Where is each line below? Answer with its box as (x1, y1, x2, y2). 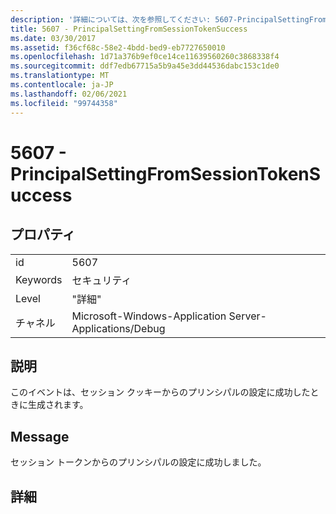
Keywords (15, 272, 63, 286)
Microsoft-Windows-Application (71, 309, 227, 323)
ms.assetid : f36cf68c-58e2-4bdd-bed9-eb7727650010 (10, 42, 226, 53)
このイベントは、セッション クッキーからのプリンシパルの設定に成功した (10, 386, 311, 398)
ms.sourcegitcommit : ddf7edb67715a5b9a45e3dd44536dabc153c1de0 (10, 61, 280, 71)
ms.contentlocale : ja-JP (10, 80, 114, 90)
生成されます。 (27, 399, 89, 411)
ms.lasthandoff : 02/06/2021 (10, 89, 128, 99)
